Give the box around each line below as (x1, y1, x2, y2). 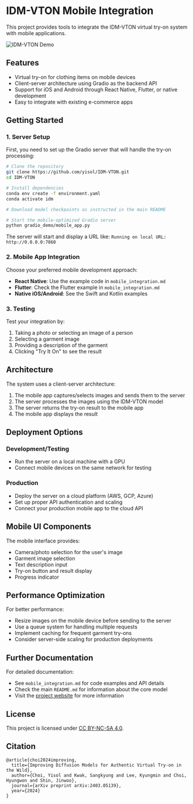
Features (6, 58, 39, 68)
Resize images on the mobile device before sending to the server (14, 617, 171, 624)
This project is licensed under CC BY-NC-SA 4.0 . (6, 724, 124, 731)
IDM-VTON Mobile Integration (6, 4, 154, 18)
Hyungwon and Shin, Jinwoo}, (6, 777, 77, 784)
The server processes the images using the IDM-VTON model (14, 398, 164, 405)
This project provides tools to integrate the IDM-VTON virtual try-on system (6, 23, 188, 30)
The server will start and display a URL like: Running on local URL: (6, 233, 167, 240)
